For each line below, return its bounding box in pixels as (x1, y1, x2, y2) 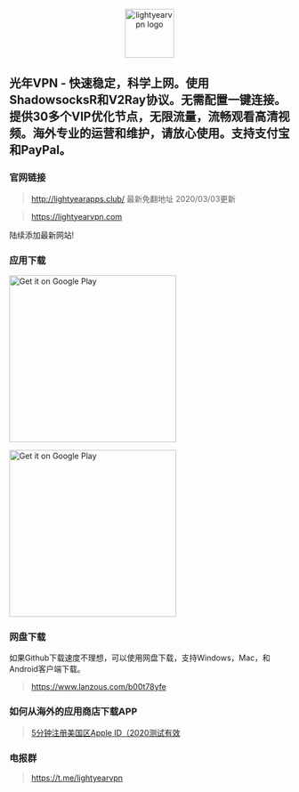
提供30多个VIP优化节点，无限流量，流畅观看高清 (9, 109, 279, 125)
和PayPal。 (9, 142, 72, 158)
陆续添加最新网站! (9, 230, 75, 240)
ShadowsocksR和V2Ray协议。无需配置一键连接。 (9, 93, 287, 108)
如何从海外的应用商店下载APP (9, 706, 138, 718)
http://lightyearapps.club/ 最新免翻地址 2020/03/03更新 (30, 193, 236, 204)
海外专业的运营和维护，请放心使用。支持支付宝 (32, 125, 290, 141)
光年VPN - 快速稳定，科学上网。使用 (9, 76, 210, 91)
